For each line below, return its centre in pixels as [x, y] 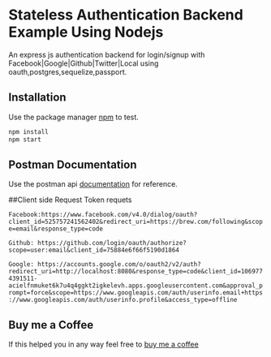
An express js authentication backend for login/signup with [107, 54]
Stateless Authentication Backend [126, 15]
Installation [37, 98]
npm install [28, 131]
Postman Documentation [73, 164]
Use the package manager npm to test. [74, 117]
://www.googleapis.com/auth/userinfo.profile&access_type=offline [123, 300]
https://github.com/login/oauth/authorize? [112, 243]
